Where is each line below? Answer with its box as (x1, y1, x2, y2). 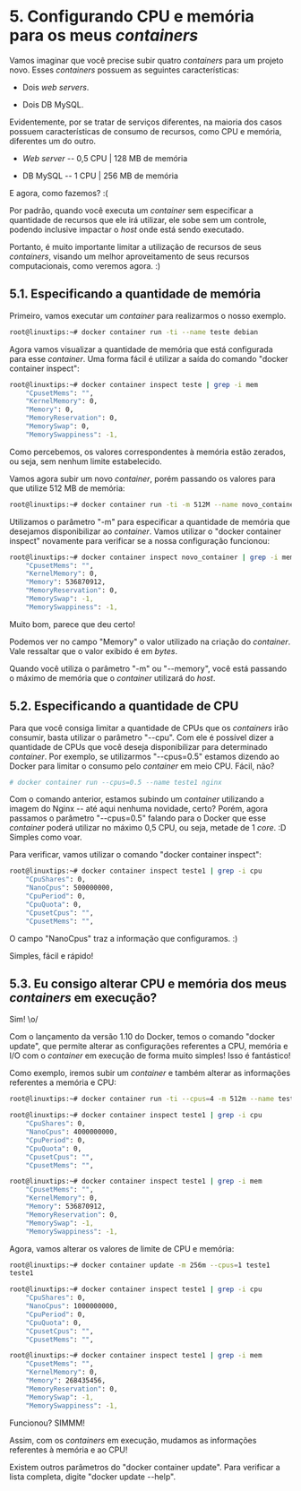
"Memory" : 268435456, (25, 1376, 106, 1385)
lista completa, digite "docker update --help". (9, 1471, 176, 1482)
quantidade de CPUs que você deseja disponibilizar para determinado (9, 741, 268, 752)
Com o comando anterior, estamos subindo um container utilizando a (9, 794, 264, 805)
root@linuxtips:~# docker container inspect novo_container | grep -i (9, 553, 279, 562)
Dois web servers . (21, 82, 90, 92)
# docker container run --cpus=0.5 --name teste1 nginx (9, 778, 222, 787)
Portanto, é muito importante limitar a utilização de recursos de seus (9, 241, 262, 252)
